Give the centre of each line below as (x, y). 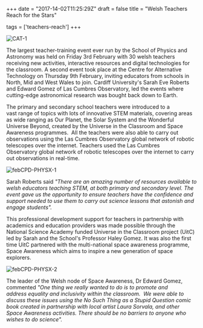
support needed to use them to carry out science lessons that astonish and (100, 201)
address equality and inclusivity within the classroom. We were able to (95, 294)
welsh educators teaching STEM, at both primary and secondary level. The (100, 188)
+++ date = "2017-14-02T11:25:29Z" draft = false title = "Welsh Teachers (97, 9)
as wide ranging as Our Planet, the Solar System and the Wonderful (90, 120)
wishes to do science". (34, 319)
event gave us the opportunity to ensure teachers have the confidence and (100, 195)
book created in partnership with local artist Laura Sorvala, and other (93, 307)
